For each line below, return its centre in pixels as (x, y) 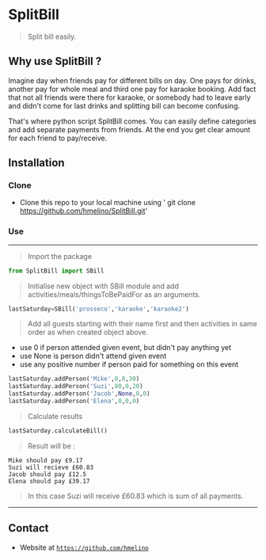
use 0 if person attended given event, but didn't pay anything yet (125, 348)
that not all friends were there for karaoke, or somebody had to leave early (129, 97)
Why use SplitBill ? (55, 61)
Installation (36, 163)
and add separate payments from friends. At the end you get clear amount (129, 129)
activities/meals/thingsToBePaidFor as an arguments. (114, 294)
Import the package (60, 256)
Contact (28, 528)
